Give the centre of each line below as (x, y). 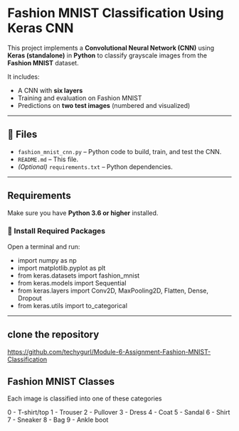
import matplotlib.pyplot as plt (62, 268)
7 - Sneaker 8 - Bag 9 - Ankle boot (58, 420)
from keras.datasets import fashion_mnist (79, 275)
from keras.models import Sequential (72, 283)
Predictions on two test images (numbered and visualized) (104, 105)
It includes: (23, 77)
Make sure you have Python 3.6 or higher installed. (83, 213)
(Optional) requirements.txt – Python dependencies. (95, 167)
